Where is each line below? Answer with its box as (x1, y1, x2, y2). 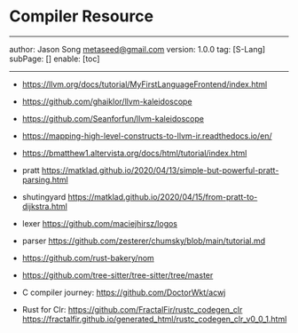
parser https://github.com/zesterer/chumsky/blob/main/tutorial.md (21, 235, 266, 246)
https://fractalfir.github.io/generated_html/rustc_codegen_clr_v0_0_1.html (21, 313, 287, 324)
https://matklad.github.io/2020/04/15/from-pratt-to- (67, 191, 258, 202)
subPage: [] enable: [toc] (9, 53, 100, 64)
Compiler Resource (9, 6, 153, 27)
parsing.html (21, 174, 68, 185)
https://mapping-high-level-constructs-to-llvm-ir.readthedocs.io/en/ (21, 131, 272, 141)
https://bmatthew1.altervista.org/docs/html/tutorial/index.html (21, 147, 247, 158)
